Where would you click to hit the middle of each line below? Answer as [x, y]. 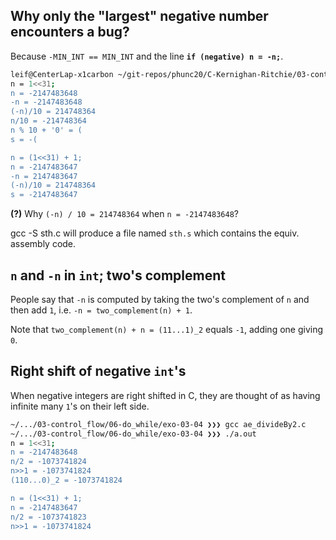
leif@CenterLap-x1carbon [62, 74]
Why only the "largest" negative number [139, 16]
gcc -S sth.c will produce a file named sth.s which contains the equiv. [155, 233]
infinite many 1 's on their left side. [80, 406]
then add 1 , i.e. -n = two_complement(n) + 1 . [101, 310]
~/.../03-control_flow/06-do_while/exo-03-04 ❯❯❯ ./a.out [133, 434]
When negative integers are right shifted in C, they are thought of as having [165, 395]
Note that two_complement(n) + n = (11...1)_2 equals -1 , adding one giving [167, 329]
